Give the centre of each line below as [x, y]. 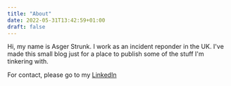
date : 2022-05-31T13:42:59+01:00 [56, 20]
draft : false [26, 27]
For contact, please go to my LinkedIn [62, 75]
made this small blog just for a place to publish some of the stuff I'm [106, 54]
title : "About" [30, 14]
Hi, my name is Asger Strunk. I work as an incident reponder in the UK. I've [115, 47]
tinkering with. [28, 62]
